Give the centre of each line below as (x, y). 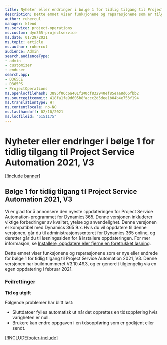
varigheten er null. (31, 317)
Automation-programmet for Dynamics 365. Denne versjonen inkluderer (79, 217)
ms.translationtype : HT (30, 103)
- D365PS (14, 84)
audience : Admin (22, 51)
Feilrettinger (20, 282)
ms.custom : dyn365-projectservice (41, 33)
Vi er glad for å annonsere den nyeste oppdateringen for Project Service (79, 211)
